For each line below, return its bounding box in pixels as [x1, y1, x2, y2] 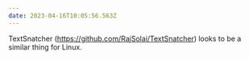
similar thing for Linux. [8, 42, 82, 52]
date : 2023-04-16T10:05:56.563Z [8, 11, 117, 20]
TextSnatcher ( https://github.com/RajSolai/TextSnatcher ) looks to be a [8, 34, 242, 43]
